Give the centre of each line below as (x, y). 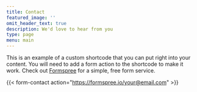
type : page (20, 35)
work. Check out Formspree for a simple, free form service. (81, 70)
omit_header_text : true (37, 23)
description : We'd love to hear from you (60, 29)
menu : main (20, 40)
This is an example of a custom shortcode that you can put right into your (99, 58)
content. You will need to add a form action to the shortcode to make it (95, 64)
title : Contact (26, 12)
